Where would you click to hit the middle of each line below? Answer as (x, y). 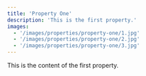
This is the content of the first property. (63, 65)
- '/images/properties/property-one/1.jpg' (76, 33)
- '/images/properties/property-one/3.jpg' (76, 46)
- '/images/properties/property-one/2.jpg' (76, 39)
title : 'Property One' (40, 13)
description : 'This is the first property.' (72, 20)
